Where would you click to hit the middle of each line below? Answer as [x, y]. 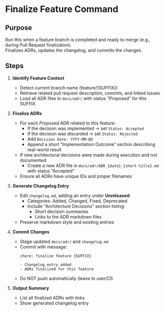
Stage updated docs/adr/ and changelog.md [64, 241]
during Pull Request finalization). [39, 45]
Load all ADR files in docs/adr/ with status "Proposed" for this [83, 98]
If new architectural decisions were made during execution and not [88, 155]
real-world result [44, 149]
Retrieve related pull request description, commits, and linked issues [90, 93]
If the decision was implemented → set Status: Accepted [85, 128]
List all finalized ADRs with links [52, 297]
